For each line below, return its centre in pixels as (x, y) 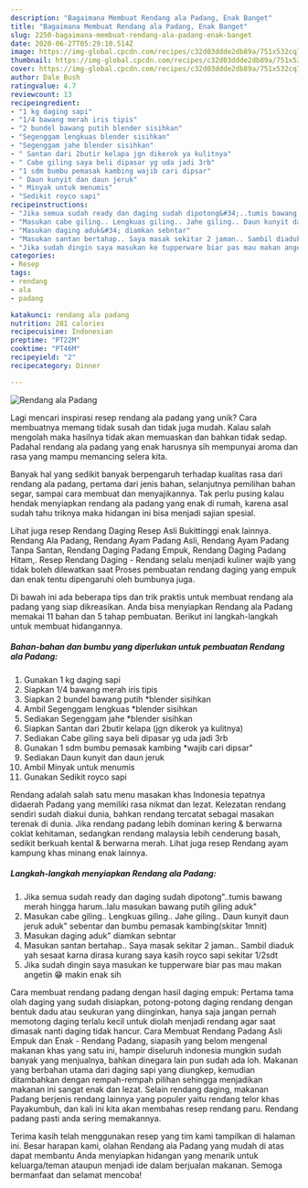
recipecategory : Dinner (56, 366)
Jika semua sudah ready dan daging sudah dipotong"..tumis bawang (153, 896)
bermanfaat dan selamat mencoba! (76, 1174)
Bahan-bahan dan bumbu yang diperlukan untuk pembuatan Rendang (148, 647)
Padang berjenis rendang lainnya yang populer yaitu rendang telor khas (145, 1098)
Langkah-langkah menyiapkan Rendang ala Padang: (114, 874)
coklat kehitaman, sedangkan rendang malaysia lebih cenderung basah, (146, 833)
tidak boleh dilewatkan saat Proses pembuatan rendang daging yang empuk (154, 569)
